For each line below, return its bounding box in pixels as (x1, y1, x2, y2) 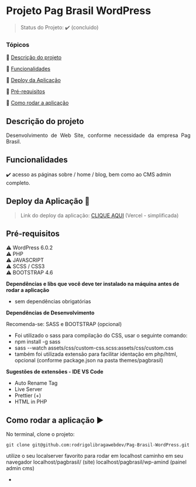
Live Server (14, 386, 43, 393)
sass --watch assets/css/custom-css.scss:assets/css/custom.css (14, 344, 174, 352)
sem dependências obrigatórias (14, 298, 91, 305)
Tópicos (6, 40, 30, 49)
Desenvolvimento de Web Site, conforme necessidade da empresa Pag (6, 132, 191, 139)
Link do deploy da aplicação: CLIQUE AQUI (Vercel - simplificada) (20, 212, 179, 219)
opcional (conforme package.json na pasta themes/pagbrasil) (14, 357, 164, 364)
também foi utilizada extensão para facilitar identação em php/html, (14, 351, 178, 358)
